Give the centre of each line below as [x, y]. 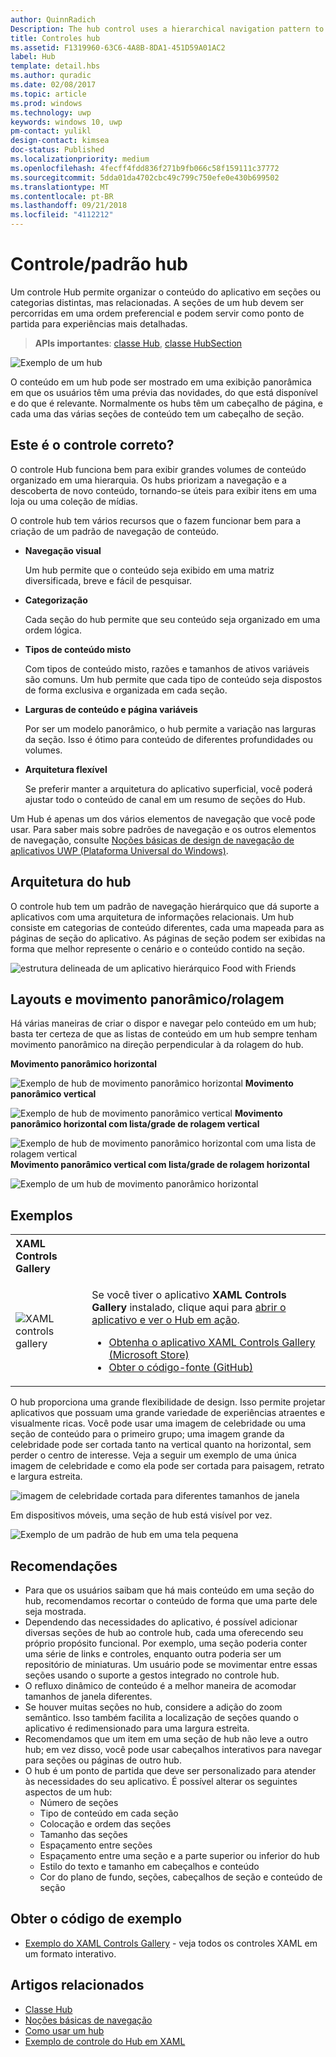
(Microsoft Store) [149, 1355]
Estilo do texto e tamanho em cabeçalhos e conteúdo [149, 1866]
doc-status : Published [57, 150]
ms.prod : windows [46, 103]
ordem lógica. [53, 630]
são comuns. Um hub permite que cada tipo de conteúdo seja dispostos [173, 679]
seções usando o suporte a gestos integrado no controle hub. [152, 1675]
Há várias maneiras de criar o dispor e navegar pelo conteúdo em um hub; [163, 1023]
